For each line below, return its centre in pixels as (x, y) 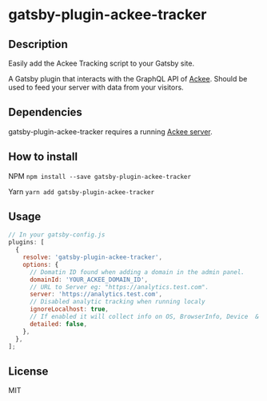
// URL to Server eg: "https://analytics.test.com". (119, 287)
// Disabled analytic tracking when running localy (117, 302)
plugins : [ (26, 242)
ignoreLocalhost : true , (69, 309)
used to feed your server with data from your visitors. (96, 87)
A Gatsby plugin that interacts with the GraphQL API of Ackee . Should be (128, 79)
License (28, 371)
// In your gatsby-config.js (57, 235)
